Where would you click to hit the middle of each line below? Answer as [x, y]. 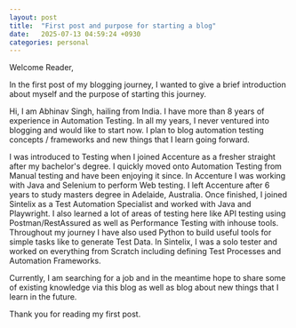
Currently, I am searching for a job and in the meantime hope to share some [148, 278]
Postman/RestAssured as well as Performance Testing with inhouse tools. [144, 223]
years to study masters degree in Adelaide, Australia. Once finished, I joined [148, 195]
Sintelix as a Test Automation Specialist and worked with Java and [130, 204]
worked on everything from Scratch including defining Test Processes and [145, 252]
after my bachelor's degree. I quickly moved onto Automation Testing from [146, 166]
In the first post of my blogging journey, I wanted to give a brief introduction [148, 84]
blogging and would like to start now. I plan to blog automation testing [136, 131]
